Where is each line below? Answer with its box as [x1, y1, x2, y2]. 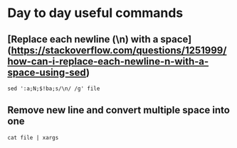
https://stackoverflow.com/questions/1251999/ [11, 44, 227, 56]
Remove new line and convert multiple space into [7, 104, 230, 116]
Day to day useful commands [7, 5, 184, 21]
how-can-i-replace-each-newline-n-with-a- [7, 55, 209, 67]
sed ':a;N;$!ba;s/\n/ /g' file [7, 85, 100, 92]
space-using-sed [7, 66, 87, 79]
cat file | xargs [7, 134, 59, 141]
